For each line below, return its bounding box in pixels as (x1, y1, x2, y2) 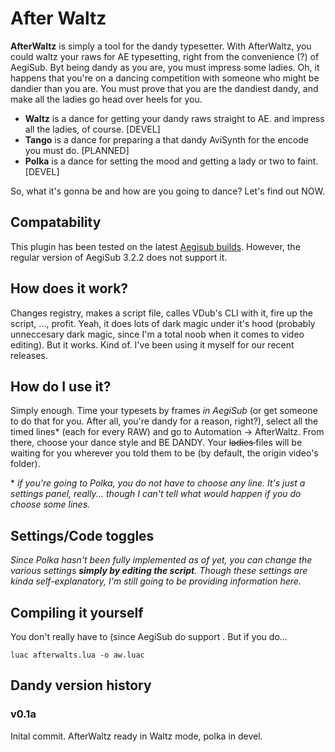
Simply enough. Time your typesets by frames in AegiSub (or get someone (10, 405, 318, 417)
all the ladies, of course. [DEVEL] (24, 123, 161, 135)
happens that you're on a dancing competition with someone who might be (10, 72, 320, 84)
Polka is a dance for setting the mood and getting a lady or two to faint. (24, 155, 319, 167)
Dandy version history (10, 677, 152, 694)
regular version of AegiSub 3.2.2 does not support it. (10, 251, 228, 263)
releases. (10, 349, 48, 361)
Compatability (10, 214, 102, 231)
